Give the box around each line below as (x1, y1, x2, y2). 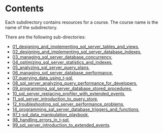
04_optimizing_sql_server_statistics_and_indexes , (12, 59, 113, 65)
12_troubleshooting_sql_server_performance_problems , (12, 101, 125, 107)
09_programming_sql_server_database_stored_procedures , (12, 85, 132, 91)
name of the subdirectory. (5, 24, 58, 30)
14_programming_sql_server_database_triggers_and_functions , (12, 106, 140, 112)
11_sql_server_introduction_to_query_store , (12, 96, 98, 101)
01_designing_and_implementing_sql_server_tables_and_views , (12, 43, 139, 49)
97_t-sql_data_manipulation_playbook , (12, 111, 90, 117)
